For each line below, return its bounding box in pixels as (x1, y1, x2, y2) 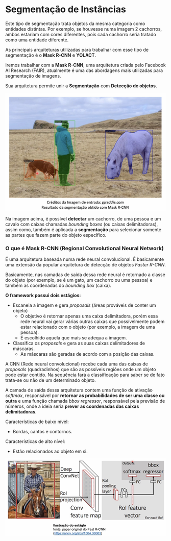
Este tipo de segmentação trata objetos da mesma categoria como (5, 20, 145, 27)
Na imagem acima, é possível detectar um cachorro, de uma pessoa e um (5, 215, 161, 222)
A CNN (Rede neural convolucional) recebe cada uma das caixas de (5, 361, 148, 367)
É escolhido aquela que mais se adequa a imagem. (20, 335, 127, 341)
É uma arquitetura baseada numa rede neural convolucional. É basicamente (5, 256, 164, 262)
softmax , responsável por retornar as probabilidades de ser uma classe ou (5, 392, 165, 399)
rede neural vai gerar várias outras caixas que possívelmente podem (20, 318, 165, 325)
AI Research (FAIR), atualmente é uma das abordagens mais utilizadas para (5, 67, 163, 73)
